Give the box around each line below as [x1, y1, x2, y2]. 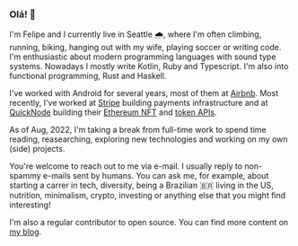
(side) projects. [9, 144, 66, 154]
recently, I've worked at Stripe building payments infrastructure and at [9, 98, 268, 109]
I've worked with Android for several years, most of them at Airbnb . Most [9, 88, 279, 99]
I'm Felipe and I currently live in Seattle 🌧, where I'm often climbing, [9, 29, 262, 40]
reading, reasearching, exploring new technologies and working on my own [9, 134, 289, 145]
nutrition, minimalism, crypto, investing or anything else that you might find [9, 190, 286, 201]
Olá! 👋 [9, 8, 36, 21]
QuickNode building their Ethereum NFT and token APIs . [9, 107, 217, 118]
